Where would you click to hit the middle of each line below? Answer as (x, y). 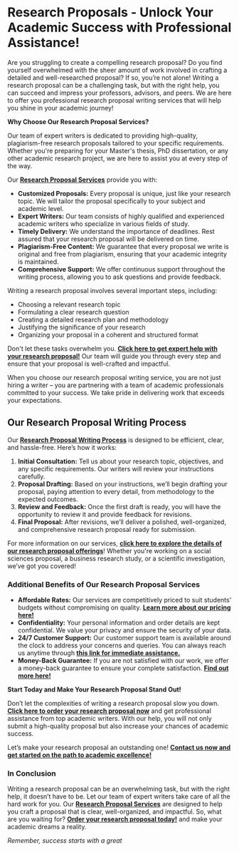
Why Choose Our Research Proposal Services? (78, 121)
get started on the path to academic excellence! (79, 755)
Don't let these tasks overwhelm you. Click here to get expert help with (113, 348)
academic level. (41, 208)
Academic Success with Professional (119, 27)
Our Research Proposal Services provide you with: (83, 180)
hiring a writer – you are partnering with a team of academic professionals (116, 385)
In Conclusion (32, 773)
